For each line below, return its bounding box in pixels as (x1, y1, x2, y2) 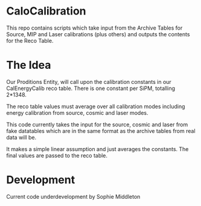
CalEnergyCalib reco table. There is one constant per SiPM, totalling (6, 85, 176, 92)
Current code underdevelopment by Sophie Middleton (6, 193, 141, 200)
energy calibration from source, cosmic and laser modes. (6, 109, 148, 116)
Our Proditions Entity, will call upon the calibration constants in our (6, 78, 172, 85)
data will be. (6, 134, 37, 141)
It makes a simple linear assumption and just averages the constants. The (6, 145, 189, 152)
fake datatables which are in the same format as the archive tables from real (6, 127, 196, 134)
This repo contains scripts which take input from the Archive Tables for (6, 24, 183, 31)
